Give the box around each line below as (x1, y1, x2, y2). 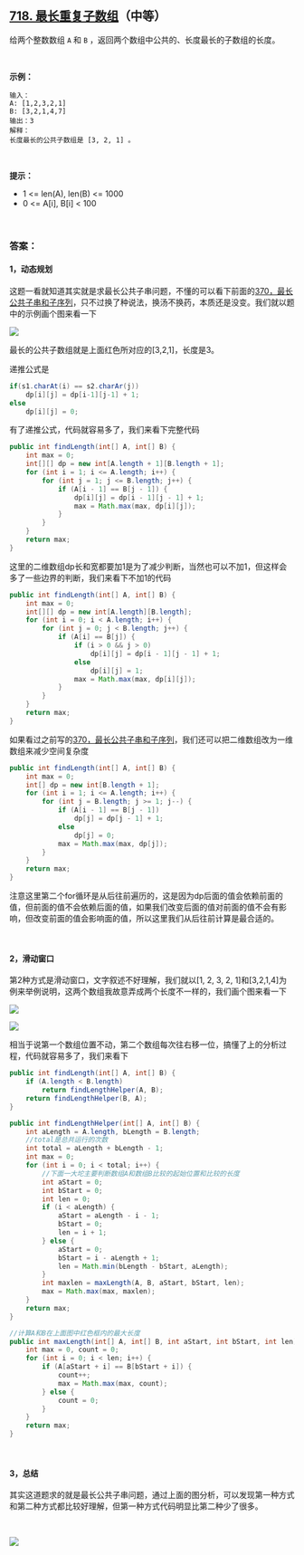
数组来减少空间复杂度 (9, 745, 89, 756)
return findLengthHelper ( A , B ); (42, 1085, 165, 1095)
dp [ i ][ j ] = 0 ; (25, 406, 79, 416)
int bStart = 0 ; (42, 1186, 103, 1195)
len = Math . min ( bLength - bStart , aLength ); (57, 1262, 229, 1271)
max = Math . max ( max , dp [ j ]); (57, 839, 168, 848)
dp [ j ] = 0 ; (73, 831, 116, 840)
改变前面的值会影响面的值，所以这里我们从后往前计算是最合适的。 (33, 913, 279, 924)
